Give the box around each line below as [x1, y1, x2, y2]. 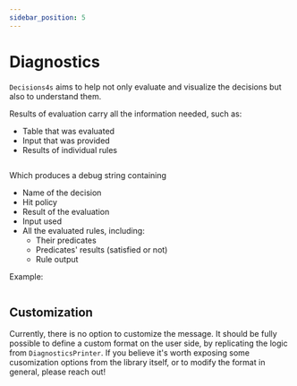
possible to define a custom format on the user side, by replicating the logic [9, 338, 288, 349]
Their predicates [35, 235, 97, 245]
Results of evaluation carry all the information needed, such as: [9, 108, 242, 119]
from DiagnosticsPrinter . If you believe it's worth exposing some [9, 347, 250, 358]
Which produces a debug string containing [9, 169, 167, 180]
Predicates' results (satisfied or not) [35, 244, 168, 255]
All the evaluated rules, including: [21, 225, 145, 236]
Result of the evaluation [21, 206, 110, 217]
